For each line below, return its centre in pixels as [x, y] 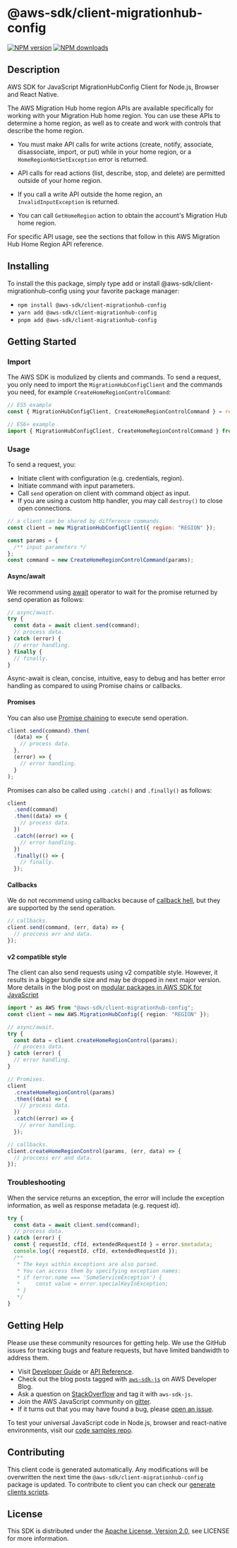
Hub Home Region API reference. [55, 244]
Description [34, 70]
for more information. [38, 1539]
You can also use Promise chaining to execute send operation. [98, 718]
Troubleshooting [36, 1183]
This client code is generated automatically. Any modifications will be [108, 1469]
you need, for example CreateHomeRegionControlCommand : [89, 392]
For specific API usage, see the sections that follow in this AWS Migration [114, 236]
